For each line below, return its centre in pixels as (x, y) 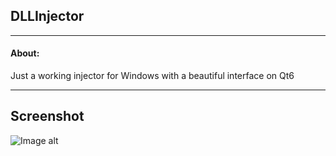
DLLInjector (47, 16)
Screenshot (47, 116)
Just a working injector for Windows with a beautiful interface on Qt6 (152, 76)
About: (25, 53)
